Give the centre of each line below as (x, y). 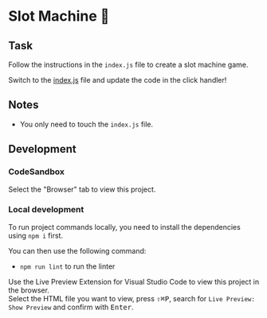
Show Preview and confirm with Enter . (71, 307)
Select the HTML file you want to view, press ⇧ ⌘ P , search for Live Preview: (132, 298)
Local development (46, 210)
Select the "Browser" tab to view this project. (82, 189)
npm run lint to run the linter (67, 266)
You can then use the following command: (77, 250)
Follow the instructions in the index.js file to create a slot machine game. (128, 64)
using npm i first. (36, 235)
